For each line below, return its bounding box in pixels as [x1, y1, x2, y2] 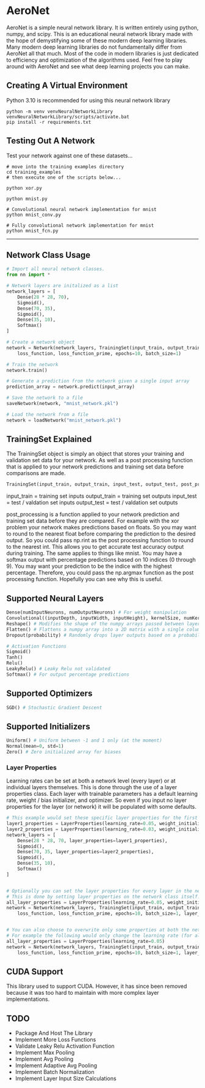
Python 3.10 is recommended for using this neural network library [6, 96, 171, 104]
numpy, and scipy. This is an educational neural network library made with [6, 30, 193, 37]
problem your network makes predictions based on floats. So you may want [6, 524, 196, 531]
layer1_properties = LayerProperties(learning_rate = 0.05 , [6, 821, 157, 827]
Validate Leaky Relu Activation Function [15, 1042, 115, 1050]
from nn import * [6, 272, 51, 278]
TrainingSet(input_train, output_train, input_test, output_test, [6, 481, 179, 488]
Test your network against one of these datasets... [6, 152, 133, 159]
